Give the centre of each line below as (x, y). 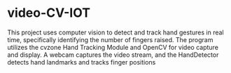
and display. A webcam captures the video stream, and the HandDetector (113, 55)
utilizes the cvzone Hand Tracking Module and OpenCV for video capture (113, 47)
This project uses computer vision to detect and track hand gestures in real (115, 32)
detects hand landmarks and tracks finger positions (82, 62)
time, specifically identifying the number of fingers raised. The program (110, 39)
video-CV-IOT (49, 13)
